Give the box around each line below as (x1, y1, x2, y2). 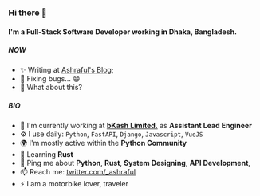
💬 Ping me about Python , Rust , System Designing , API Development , (19, 159, 251, 168)
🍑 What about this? (19, 83, 82, 92)
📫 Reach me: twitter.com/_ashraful (19, 167, 136, 177)
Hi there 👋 (8, 7, 48, 18)
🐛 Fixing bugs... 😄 (19, 74, 81, 84)
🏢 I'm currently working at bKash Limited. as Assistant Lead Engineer (19, 121, 253, 131)
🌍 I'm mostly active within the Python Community (19, 139, 187, 148)
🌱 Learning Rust (19, 150, 73, 159)
